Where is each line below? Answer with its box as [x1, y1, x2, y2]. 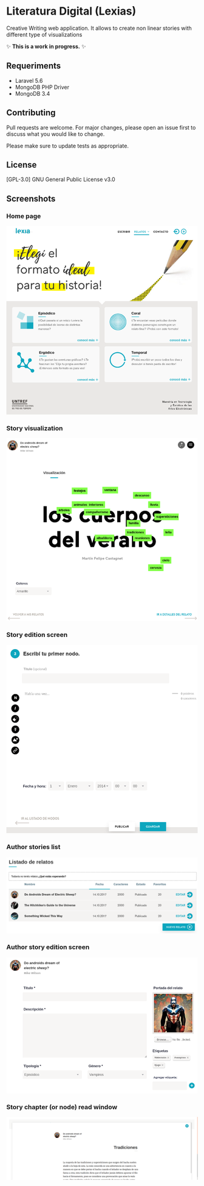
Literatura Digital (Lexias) [6, 4, 137, 18]
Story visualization [6, 424, 63, 432]
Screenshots [6, 193, 56, 204]
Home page [6, 211, 41, 220]
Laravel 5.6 [15, 77, 43, 84]
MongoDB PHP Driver [15, 83, 70, 91]
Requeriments [6, 61, 61, 71]
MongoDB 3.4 [15, 90, 50, 97]
